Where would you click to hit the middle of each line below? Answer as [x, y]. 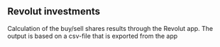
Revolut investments [54, 12]
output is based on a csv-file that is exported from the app [93, 36]
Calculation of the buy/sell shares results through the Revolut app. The [110, 28]
